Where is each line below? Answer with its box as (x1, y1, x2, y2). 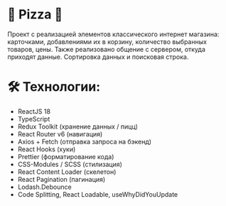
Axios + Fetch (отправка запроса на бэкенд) (17, 137, 151, 146)
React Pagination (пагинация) (17, 175, 106, 183)
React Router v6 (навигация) (17, 129, 103, 138)
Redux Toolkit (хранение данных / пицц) (17, 122, 139, 131)
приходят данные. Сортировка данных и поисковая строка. (7, 53, 189, 61)
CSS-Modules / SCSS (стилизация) (17, 160, 123, 168)
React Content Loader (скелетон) (17, 167, 117, 176)
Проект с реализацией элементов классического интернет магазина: (7, 30, 220, 38)
